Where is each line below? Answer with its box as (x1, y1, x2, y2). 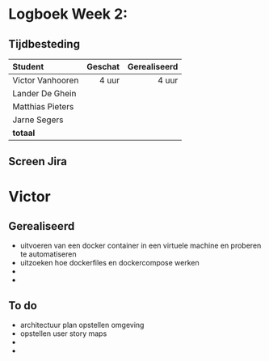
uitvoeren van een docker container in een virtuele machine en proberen (19, 240, 262, 251)
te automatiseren (19, 249, 77, 259)
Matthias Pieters (12, 101, 74, 112)
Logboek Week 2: (8, 5, 128, 23)
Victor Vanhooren (12, 74, 79, 86)
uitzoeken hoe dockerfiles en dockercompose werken (19, 258, 200, 268)
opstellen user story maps (19, 329, 107, 338)
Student (12, 62, 44, 72)
